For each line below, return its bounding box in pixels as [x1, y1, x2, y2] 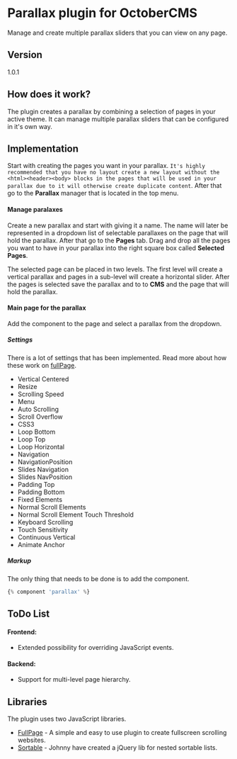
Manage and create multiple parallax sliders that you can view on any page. [7, 28, 228, 37]
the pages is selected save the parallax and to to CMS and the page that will [7, 280, 229, 288]
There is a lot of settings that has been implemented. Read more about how [7, 353, 227, 362]
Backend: [7, 659, 36, 668]
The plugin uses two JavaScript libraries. [7, 714, 127, 724]
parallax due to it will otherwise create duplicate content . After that [7, 181, 222, 190]
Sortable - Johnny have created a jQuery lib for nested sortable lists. [17, 743, 218, 752]
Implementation [7, 142, 79, 154]
